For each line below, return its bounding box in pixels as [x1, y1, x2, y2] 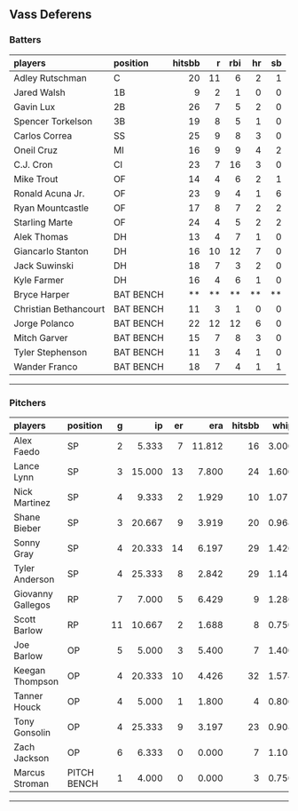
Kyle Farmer [13, 274, 65, 286]
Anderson [13, 573, 55, 585]
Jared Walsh [13, 86, 67, 99]
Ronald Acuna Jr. [13, 187, 85, 199]
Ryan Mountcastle [13, 202, 90, 214]
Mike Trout [13, 172, 59, 185]
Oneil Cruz [13, 144, 59, 156]
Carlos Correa [13, 129, 73, 141]
